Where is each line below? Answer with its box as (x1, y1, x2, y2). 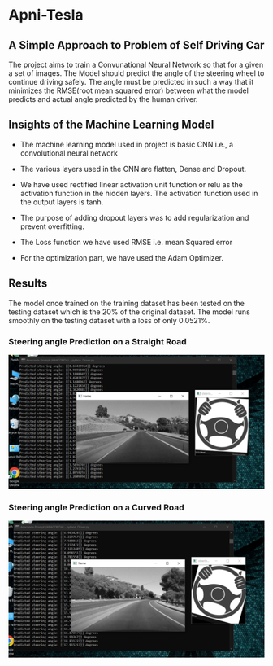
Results (8, 277, 48, 291)
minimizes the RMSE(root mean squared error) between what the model (8, 85, 249, 95)
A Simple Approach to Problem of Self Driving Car (8, 38, 265, 52)
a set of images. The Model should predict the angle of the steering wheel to (8, 68, 265, 78)
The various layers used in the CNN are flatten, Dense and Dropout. (19, 164, 247, 173)
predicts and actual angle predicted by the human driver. (8, 94, 198, 103)
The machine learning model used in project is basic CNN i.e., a (19, 139, 234, 149)
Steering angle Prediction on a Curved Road (8, 502, 184, 513)
